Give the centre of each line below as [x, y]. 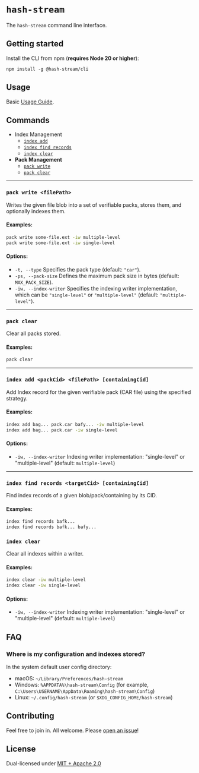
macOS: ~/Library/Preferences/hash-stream [69, 679]
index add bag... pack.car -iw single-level [62, 430]
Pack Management [38, 160]
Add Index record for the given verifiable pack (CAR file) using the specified [99, 392]
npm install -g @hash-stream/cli [47, 69]
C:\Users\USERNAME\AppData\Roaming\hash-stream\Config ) [85, 691]
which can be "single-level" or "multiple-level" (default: [86, 295]
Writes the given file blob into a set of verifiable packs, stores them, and [94, 205]
